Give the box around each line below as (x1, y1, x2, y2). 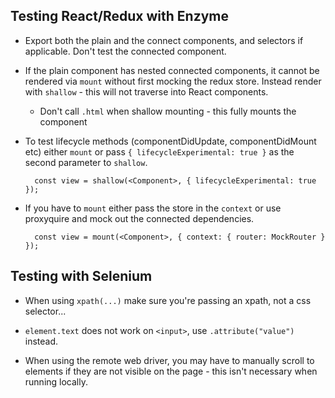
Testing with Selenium (10, 268, 153, 285)
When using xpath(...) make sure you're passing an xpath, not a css (24, 294, 312, 306)
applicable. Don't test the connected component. (24, 45, 227, 57)
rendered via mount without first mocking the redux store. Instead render (24, 75, 322, 87)
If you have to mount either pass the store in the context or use (24, 202, 282, 214)
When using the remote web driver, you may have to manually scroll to (24, 354, 315, 366)
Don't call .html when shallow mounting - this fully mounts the (39, 105, 297, 117)
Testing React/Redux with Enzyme (10, 8, 230, 25)
